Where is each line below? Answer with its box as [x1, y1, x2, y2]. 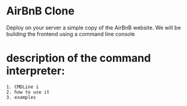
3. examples [6, 94, 36, 100]
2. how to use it [6, 89, 50, 95]
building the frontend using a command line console [6, 30, 135, 37]
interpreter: [6, 64, 65, 78]
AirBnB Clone [6, 4, 75, 18]
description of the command [6, 52, 152, 65]
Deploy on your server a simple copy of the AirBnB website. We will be [6, 24, 182, 31]
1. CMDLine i [6, 84, 39, 90]
